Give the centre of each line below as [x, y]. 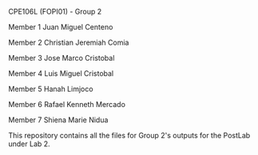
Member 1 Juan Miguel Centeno [61, 27]
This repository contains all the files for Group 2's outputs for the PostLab [129, 135]
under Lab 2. [29, 144]
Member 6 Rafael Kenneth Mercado [67, 104]
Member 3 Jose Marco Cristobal [62, 58]
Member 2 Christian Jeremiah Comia [69, 42]
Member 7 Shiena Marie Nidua [58, 120]
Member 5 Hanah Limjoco [51, 89]
